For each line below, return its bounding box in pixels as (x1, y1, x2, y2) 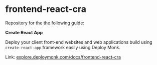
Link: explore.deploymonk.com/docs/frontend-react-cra (5, 54, 121, 60)
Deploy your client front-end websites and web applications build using (5, 39, 152, 45)
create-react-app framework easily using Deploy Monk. (5, 44, 120, 50)
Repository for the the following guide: (5, 20, 84, 26)
